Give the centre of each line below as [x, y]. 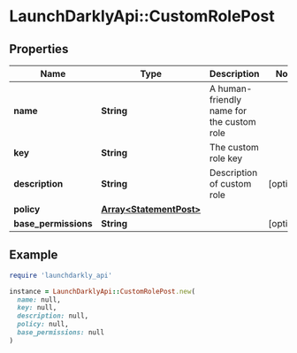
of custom [230, 184]
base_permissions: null [61, 333]
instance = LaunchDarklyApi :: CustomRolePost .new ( [103, 291]
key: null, [37, 308]
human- [235, 88]
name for [228, 111]
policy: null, [43, 325]
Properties [39, 49]
